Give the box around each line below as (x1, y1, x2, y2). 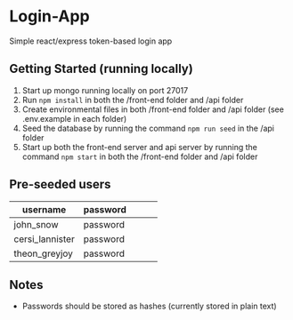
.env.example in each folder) (21, 113, 127, 124)
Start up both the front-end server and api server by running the (21, 141, 258, 152)
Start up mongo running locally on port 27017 (21, 84, 189, 95)
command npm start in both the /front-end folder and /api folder (21, 151, 258, 162)
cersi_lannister (13, 233, 76, 245)
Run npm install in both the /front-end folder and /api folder (21, 94, 244, 105)
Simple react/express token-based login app (9, 36, 173, 46)
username (21, 203, 67, 215)
